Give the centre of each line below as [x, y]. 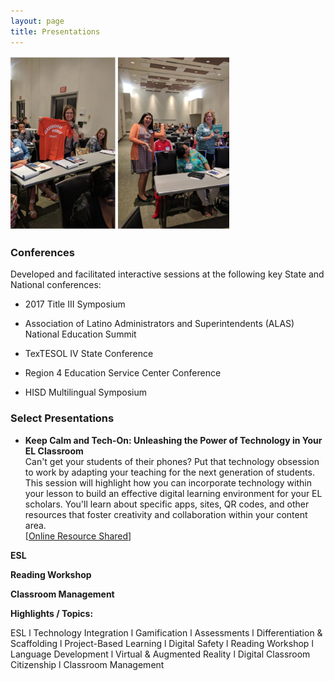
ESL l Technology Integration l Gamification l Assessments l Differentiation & [166, 632]
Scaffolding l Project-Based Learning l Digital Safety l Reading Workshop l [162, 643]
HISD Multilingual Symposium [85, 392]
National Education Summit [80, 334]
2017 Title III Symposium [75, 304]
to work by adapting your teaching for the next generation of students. [169, 472]
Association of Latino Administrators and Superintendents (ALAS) [159, 324]
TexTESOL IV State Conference [89, 354]
